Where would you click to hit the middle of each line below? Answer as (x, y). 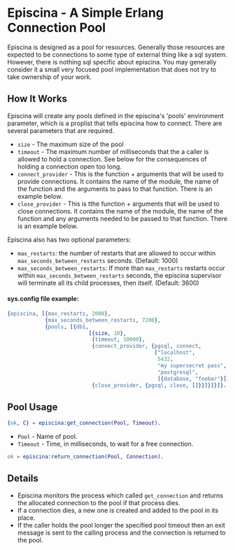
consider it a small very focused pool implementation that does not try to (112, 69)
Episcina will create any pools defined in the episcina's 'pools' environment (115, 115)
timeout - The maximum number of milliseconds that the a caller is (113, 151)
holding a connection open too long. (70, 167)
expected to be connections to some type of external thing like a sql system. (117, 55)
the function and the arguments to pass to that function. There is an (115, 189)
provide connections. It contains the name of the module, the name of (118, 181)
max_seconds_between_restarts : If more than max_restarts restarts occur (121, 268)
